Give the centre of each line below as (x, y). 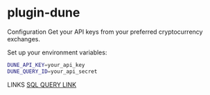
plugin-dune (44, 13)
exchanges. (24, 39)
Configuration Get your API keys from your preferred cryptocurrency (105, 32)
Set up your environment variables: (57, 52)
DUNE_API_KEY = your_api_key (46, 65)
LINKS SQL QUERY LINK (42, 85)
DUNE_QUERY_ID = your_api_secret (52, 71)
